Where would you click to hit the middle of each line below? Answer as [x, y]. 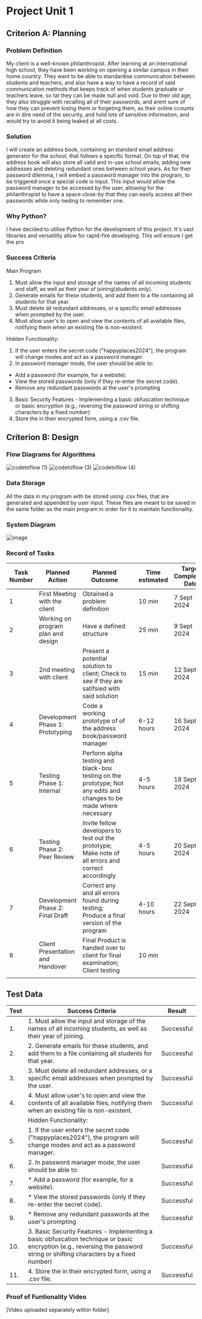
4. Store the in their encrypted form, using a [90, 1272]
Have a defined [104, 626]
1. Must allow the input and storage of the [87, 1021]
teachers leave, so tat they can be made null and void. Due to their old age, [99, 95]
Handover [53, 967]
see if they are [103, 681]
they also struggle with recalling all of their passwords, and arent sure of [96, 102]
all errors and [101, 861]
